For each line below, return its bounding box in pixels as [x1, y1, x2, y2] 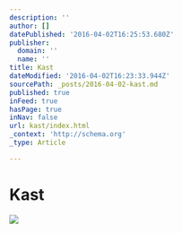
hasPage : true [9, 105, 63, 114]
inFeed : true [9, 96, 58, 106]
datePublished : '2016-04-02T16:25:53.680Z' [9, 30, 175, 39]
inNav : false [9, 113, 58, 122]
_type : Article [9, 138, 66, 147]
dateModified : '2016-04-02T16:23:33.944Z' [9, 72, 170, 81]
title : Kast [9, 64, 54, 73]
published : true [9, 88, 70, 97]
